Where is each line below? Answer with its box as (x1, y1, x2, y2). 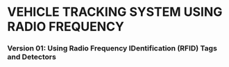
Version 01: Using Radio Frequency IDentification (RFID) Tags (7, 44, 217, 53)
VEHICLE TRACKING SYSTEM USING (7, 4, 223, 20)
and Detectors (7, 52, 57, 62)
